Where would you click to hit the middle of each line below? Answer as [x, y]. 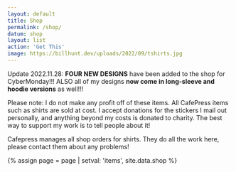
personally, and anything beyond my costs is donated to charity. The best [115, 117]
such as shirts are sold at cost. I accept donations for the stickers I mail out [117, 110]
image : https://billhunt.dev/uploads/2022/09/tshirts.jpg [95, 54]
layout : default [31, 14]
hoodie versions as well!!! [45, 89]
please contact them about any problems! [68, 146]
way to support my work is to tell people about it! [79, 125]
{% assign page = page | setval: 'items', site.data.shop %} [92, 160]
